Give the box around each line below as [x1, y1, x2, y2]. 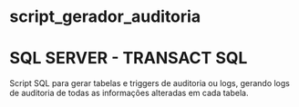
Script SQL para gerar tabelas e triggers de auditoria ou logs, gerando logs [9, 78, 290, 89]
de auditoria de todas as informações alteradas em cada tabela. [9, 88, 249, 99]
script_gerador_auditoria [9, 6, 201, 27]
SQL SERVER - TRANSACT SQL [9, 48, 248, 69]
